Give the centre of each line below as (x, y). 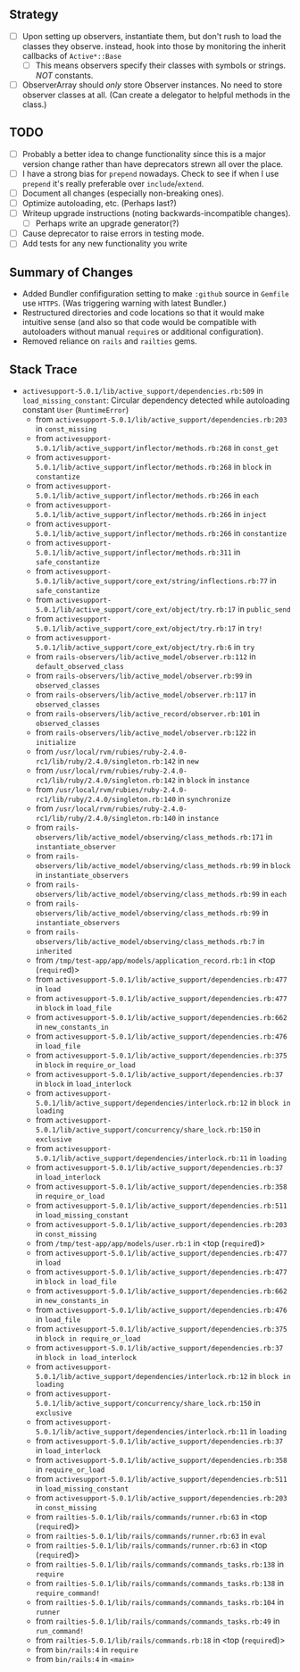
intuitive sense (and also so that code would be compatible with (139, 322)
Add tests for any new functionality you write (104, 244)
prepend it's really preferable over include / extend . (113, 183)
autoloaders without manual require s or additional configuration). (142, 332)
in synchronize (204, 798)
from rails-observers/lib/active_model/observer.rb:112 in (146, 656)
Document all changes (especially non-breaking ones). (123, 193)
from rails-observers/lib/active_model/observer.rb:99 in (144, 675)
